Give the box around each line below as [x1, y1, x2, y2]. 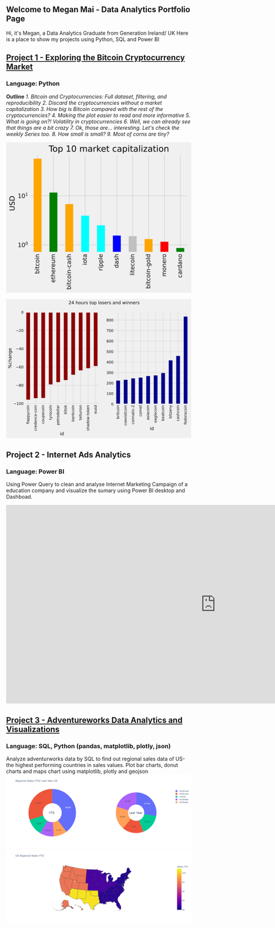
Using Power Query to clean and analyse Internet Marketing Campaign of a [6, 481, 188, 488]
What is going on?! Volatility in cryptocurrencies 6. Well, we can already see [6, 117, 191, 125]
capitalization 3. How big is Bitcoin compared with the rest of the [6, 105, 163, 112]
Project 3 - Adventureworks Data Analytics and [6, 715, 183, 725]
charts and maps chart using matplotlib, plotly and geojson [6, 768, 149, 775]
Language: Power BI [6, 467, 65, 475]
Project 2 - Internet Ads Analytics [6, 449, 131, 460]
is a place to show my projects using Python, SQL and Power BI [6, 35, 160, 43]
